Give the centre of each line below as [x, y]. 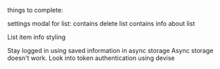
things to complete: [35, 10]
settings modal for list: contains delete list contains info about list [101, 23]
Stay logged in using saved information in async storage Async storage [110, 51]
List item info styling [36, 37]
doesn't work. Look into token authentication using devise [91, 58]
